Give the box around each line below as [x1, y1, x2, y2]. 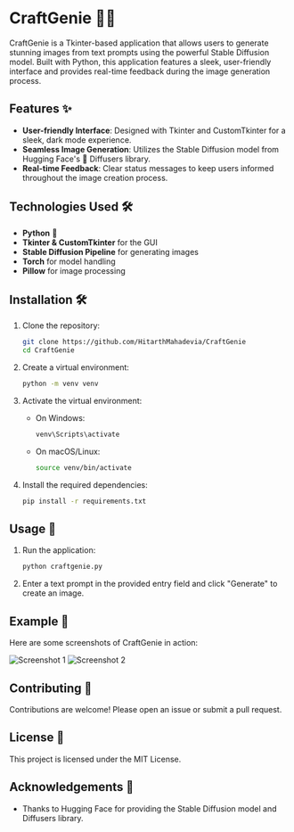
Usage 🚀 [9, 522, 56, 537]
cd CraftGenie [21, 346, 75, 355]
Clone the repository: [21, 320, 101, 331]
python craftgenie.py [21, 562, 102, 572]
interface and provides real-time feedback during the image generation [9, 66, 271, 77]
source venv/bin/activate [35, 463, 132, 472]
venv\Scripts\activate [35, 430, 120, 439]
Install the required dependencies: [21, 479, 149, 490]
